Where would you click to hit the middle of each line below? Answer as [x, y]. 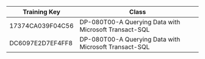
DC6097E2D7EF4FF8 [41, 43]
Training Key [41, 12]
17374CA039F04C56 [42, 26]
